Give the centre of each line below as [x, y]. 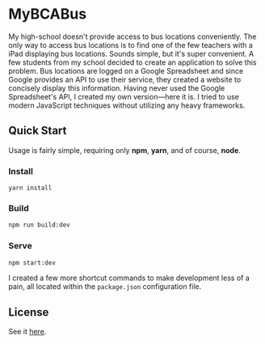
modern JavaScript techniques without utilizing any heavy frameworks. [127, 105]
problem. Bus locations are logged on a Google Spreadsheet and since [126, 70]
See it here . [27, 332]
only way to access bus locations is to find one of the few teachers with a [130, 45]
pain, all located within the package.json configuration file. [105, 287]
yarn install [30, 188]
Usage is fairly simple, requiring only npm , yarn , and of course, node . [124, 150]
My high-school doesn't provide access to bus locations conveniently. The [132, 36]
